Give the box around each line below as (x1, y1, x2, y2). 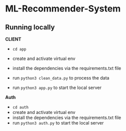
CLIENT (5, 36, 22, 42)
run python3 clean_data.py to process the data (12, 75, 109, 80)
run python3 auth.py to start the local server (12, 120, 104, 125)
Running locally (5, 23, 55, 31)
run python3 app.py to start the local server (12, 84, 102, 90)
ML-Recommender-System (5, 3, 121, 14)
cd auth (12, 105, 29, 110)
